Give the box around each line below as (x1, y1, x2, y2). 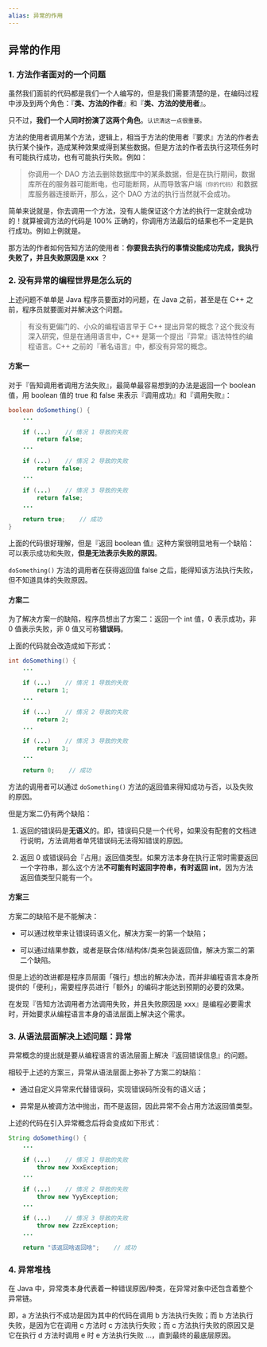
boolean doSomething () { (8, 406, 91, 414)
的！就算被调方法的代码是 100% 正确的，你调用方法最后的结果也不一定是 (8, 216, 246, 226)
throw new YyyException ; (37, 1192, 119, 1200)
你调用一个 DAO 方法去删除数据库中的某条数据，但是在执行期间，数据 (27, 169, 256, 179)
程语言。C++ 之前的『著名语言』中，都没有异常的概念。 (27, 341, 212, 351)
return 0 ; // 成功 (22, 767, 92, 775)
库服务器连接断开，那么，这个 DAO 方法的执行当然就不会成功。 (27, 189, 235, 199)
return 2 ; (37, 715, 69, 724)
